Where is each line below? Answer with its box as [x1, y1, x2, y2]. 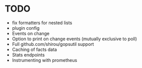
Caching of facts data [12, 46, 57, 52]
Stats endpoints [12, 51, 45, 58]
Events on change [12, 30, 50, 36]
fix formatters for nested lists [12, 20, 73, 26]
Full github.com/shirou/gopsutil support [12, 41, 94, 47]
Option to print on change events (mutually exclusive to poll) [12, 36, 137, 42]
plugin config [12, 25, 40, 31]
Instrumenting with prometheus [12, 57, 78, 63]
